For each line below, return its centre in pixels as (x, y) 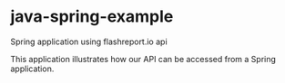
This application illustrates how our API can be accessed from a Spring (143, 59)
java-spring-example (92, 17)
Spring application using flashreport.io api (89, 41)
